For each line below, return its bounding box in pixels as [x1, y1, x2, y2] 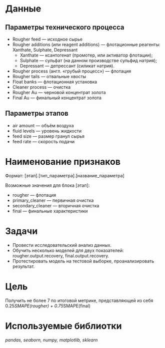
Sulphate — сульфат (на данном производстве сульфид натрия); [19, 58, 157, 63]
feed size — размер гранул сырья [12, 133, 85, 139]
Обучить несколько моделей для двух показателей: [12, 247, 124, 253]
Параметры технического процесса [5, 23, 124, 32]
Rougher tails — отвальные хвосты [12, 74, 86, 79]
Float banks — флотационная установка [12, 79, 97, 85]
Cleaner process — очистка [12, 84, 71, 90]
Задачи [5, 225, 38, 237]
